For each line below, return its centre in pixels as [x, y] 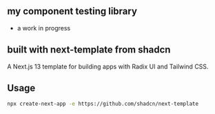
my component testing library [72, 11]
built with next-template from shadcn [89, 50]
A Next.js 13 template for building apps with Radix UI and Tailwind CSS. [108, 66]
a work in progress [44, 28]
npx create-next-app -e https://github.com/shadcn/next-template [103, 104]
